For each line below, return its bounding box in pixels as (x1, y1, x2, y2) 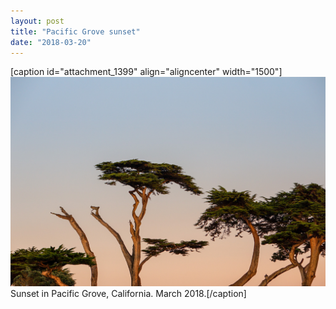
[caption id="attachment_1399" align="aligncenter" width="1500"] (10, 66, 283, 78)
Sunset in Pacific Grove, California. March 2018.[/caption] (10, 288, 247, 300)
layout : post (10, 16, 65, 26)
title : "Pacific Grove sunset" (10, 26, 141, 37)
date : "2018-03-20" (10, 37, 92, 47)
